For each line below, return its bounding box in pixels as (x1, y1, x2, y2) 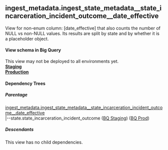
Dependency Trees (5, 80, 46, 86)
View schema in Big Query (5, 47, 61, 53)
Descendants (5, 126, 34, 132)
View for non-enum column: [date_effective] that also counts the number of (5, 25, 161, 31)
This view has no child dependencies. (5, 139, 83, 145)
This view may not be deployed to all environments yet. (5, 58, 119, 64)
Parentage (5, 92, 28, 98)
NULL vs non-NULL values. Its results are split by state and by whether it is (5, 30, 160, 36)
